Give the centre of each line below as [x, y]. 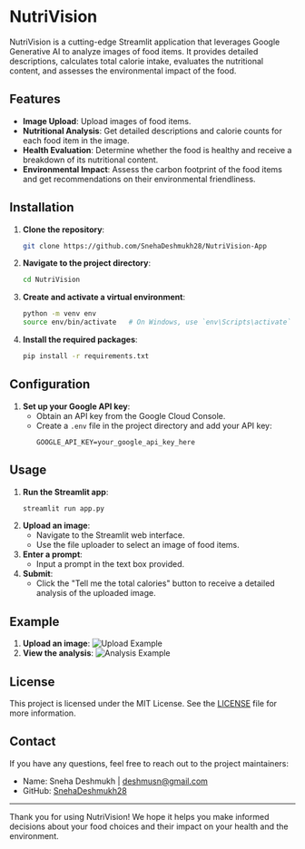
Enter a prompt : [53, 554]
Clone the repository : [64, 229]
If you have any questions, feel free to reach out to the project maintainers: [149, 763]
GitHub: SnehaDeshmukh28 [74, 790]
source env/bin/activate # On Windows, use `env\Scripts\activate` [157, 322]
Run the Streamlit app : [65, 492]
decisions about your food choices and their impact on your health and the [149, 826]
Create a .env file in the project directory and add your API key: [154, 425]
